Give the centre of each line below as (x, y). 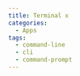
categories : (28, 23)
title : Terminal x (38, 15)
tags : (17, 38)
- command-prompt (44, 60)
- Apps (26, 30)
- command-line (40, 45)
